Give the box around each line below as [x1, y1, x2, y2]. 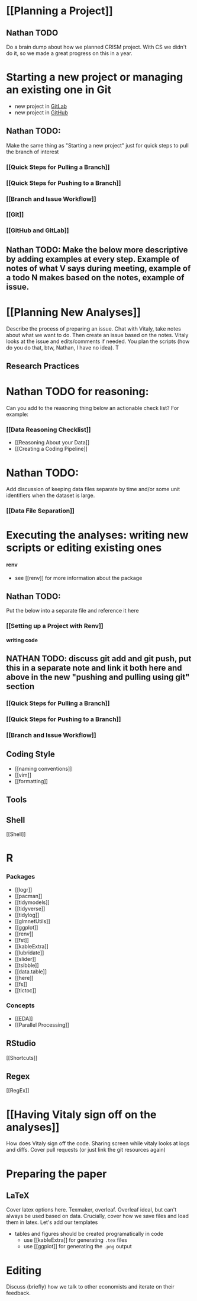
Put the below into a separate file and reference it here [6, 607, 139, 614]
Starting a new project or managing [6, 71, 183, 84]
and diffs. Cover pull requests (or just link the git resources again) [6, 1146, 166, 1153]
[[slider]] [14, 955, 37, 962]
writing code [6, 636, 38, 643]
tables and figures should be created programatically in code [14, 1230, 164, 1238]
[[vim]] [14, 771, 31, 778]
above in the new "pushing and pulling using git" [6, 672, 190, 682]
